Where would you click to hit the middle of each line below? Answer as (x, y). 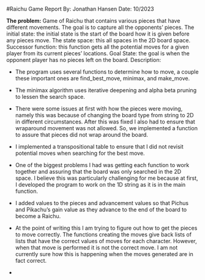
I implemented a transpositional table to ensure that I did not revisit (99, 146)
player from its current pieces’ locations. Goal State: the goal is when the (98, 53)
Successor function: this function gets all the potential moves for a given (98, 47)
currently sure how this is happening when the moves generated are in (104, 254)
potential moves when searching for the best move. (80, 153)
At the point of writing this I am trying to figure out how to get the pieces (106, 228)
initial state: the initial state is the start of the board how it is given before (98, 34)
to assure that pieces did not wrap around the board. (82, 135)
